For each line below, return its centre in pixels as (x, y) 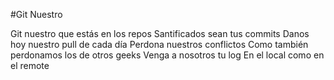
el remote (30, 65)
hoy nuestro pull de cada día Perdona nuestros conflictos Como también (159, 44)
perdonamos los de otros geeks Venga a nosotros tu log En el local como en (167, 55)
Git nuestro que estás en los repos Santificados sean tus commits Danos (160, 33)
